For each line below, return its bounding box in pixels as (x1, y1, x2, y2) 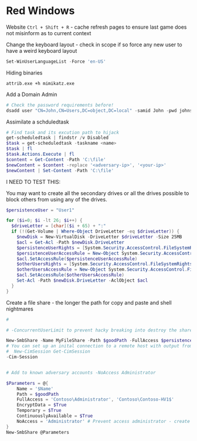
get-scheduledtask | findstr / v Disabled (6, 135, 109, 141)
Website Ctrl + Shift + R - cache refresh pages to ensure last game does (6, 23, 187, 30)
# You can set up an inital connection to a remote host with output (6, 343, 180, 349)
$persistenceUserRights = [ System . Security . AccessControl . (16, 245, 164, 251)
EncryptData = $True (16, 402, 67, 408)
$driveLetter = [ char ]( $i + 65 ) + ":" (11, 223, 107, 229)
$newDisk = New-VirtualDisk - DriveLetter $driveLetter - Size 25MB (16, 234, 182, 240)
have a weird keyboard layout (6, 47, 77, 54)
